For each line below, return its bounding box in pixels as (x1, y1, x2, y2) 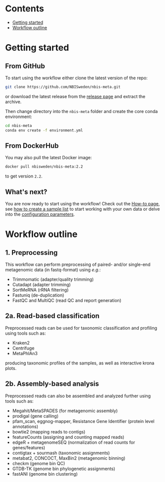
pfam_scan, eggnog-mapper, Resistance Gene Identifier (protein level (12, 418, 155, 424)
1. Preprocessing (5, 248, 58, 257)
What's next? (5, 187, 48, 196)
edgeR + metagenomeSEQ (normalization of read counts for (12, 439, 135, 445)
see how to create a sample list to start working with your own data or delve (5, 206, 160, 212)
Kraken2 (12, 340, 30, 346)
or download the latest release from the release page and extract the (5, 93, 146, 99)
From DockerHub (5, 141, 59, 150)
